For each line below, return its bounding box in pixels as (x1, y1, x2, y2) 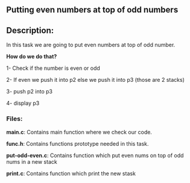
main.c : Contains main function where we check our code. (6, 128, 153, 135)
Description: (6, 25, 54, 36)
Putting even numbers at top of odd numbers (6, 5, 179, 15)
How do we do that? (6, 53, 57, 60)
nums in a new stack (6, 158, 57, 165)
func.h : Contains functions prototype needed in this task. (6, 140, 149, 147)
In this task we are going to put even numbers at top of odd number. (6, 42, 176, 49)
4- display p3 (6, 99, 40, 107)
